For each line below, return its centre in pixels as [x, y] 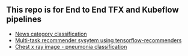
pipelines [24, 20]
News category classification [51, 34]
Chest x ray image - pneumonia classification [71, 46]
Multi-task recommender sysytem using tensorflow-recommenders [98, 40]
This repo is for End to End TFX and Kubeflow [92, 10]
